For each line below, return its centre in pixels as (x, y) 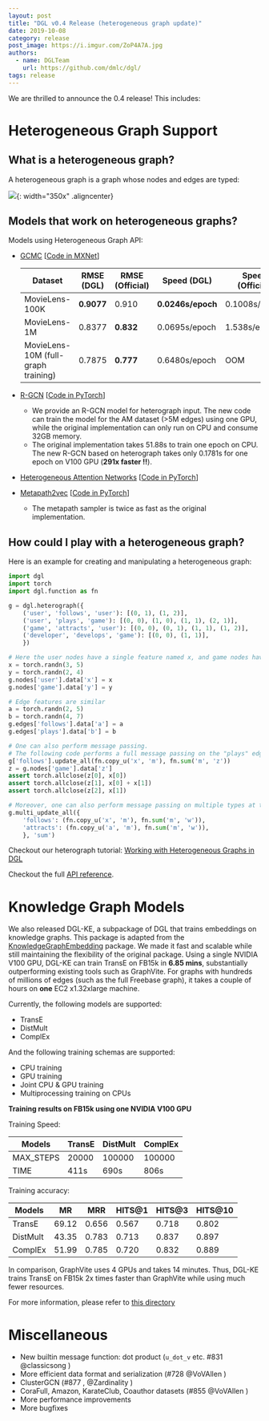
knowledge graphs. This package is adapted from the (96, 937)
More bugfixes (44, 1408)
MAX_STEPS (36, 1158)
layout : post (30, 16)
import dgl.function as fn (53, 591)
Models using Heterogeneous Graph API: (76, 241)
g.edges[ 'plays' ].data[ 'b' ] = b (62, 731)
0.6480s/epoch (187, 360)
